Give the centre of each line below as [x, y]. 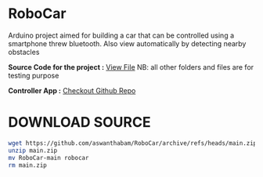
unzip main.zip [33, 150]
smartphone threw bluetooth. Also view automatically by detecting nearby [127, 43]
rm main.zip [27, 165]
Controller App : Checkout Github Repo [72, 90]
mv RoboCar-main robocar [49, 157]
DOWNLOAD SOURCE [79, 123]
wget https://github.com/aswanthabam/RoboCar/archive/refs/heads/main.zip [133, 143]
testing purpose [34, 75]
